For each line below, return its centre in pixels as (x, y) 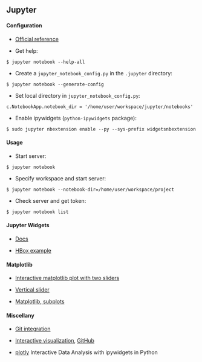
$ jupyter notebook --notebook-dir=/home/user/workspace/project (90, 190)
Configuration (24, 25)
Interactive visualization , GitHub (55, 341)
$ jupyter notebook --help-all (46, 62)
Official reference (37, 39)
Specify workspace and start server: (60, 178)
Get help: (26, 50)
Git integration (33, 329)
